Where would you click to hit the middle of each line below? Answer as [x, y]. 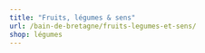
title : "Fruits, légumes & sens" [73, 18]
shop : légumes [36, 34]
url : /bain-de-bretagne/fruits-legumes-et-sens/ [103, 26]
